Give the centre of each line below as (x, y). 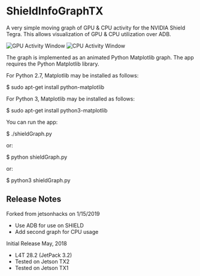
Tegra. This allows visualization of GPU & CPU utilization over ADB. (89, 34)
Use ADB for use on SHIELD (49, 225)
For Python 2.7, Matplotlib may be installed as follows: (72, 75)
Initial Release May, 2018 (37, 243)
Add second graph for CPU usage (57, 232)
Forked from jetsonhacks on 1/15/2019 (53, 213)
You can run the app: (32, 122)
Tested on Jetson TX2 (42, 261)
